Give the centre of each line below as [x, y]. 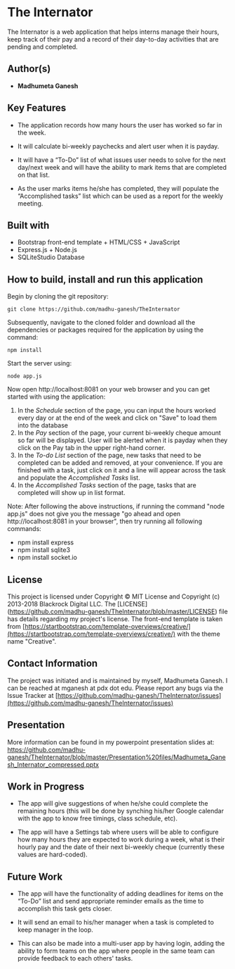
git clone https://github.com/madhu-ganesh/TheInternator [94, 310]
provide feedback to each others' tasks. [75, 958]
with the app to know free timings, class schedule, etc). [97, 818]
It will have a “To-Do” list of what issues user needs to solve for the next [121, 160]
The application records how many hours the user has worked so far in [120, 125]
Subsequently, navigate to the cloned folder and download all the [101, 323]
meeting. [30, 203]
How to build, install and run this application [105, 279]
